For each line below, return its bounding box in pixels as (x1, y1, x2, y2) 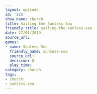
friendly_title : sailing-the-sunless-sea (5, 26, 93, 31)
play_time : (9, 63, 32, 68)
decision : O (9, 58, 35, 63)
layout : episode (5, 7, 39, 12)
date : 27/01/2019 (5, 30, 41, 35)
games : (5, 40, 19, 45)
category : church (5, 68, 41, 73)
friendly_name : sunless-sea (9, 49, 68, 54)
